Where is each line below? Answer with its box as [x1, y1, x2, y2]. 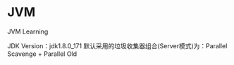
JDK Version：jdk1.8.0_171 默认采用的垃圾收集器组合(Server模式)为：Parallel [7, 41, 228, 50]
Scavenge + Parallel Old [7, 50, 78, 58]
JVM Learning [7, 27, 49, 36]
